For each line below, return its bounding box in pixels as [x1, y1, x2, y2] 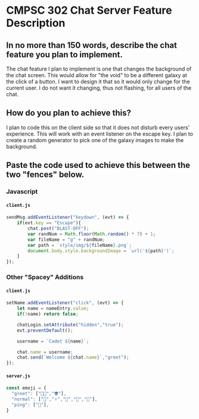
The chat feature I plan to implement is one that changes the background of [6, 65, 192, 72]
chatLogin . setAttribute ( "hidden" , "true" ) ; [17, 322, 124, 328]
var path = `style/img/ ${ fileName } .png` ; [27, 242, 132, 248]
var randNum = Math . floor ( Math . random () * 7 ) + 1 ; [27, 231, 156, 237]
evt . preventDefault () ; [17, 327, 73, 334]
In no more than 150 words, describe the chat [6, 40, 178, 50]
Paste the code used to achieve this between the [6, 160, 191, 170]
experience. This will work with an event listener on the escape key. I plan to [6, 130, 194, 137]
